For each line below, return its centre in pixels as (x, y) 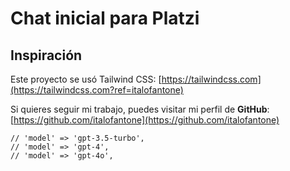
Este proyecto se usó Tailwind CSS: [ (86, 79)
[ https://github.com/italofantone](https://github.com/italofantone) (145, 120)
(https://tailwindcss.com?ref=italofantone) (97, 90)
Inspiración (46, 55)
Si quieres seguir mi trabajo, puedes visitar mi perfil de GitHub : (140, 109)
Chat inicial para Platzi (105, 18)
